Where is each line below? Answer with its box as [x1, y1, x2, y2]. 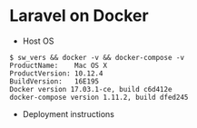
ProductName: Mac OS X [9, 61, 107, 70]
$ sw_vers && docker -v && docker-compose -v [9, 53, 184, 62]
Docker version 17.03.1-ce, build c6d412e [9, 84, 172, 94]
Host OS [22, 35, 54, 46]
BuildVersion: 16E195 [9, 76, 100, 86]
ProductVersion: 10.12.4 [9, 69, 103, 78]
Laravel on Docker [9, 5, 149, 26]
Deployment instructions [22, 108, 115, 119]
